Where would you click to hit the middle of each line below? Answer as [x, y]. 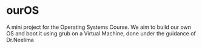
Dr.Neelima [20, 40]
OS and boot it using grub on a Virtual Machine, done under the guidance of [101, 33]
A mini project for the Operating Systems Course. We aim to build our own [99, 27]
